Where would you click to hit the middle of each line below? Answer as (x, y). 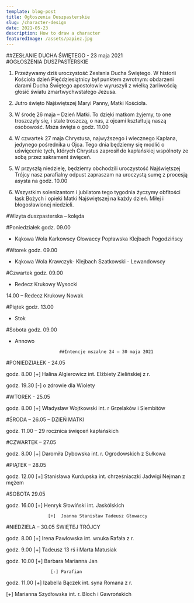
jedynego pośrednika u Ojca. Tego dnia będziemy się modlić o (89, 145)
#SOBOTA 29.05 (26, 494)
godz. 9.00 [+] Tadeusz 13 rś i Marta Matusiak (61, 550)
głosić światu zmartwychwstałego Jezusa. (65, 92)
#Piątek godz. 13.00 (30, 307)
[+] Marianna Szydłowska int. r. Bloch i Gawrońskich (69, 594)
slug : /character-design (36, 22)
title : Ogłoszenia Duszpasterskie (48, 17)
